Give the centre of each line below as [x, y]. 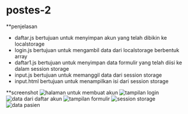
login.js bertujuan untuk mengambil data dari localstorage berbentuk [97, 50]
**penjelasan [22, 26]
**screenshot [22, 92]
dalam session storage [42, 68]
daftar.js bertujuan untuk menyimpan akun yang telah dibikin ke [91, 37]
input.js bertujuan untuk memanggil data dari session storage [88, 75]
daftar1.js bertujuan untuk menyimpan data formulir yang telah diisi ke [98, 63]
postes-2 [29, 10]
